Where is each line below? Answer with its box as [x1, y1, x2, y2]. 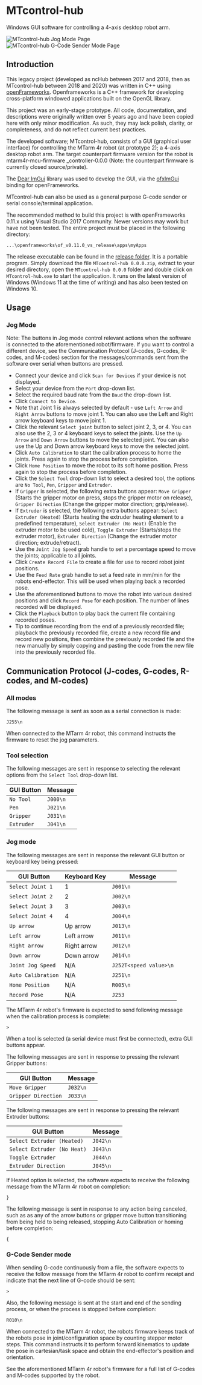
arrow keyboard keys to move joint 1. [14, 417, 107, 424]
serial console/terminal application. [6, 199, 93, 206]
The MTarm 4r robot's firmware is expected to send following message [6, 1006, 183, 1013]
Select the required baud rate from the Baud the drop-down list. [14, 391, 172, 398]
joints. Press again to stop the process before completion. [14, 455, 159, 463]
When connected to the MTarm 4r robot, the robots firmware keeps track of [6, 1328, 195, 1335]
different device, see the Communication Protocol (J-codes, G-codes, [6, 347, 180, 355]
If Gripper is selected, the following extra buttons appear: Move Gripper [14, 488, 192, 495]
